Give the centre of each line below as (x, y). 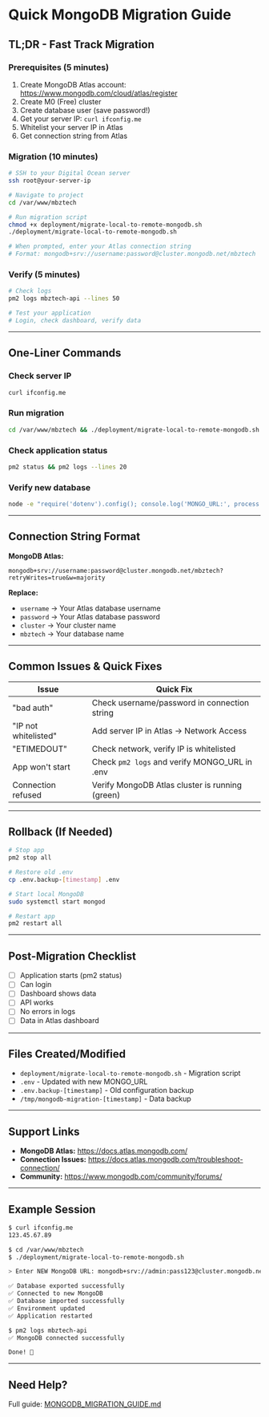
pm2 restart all (35, 924)
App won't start (41, 766)
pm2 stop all (30, 858)
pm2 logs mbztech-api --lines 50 (64, 298)
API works (37, 1003)
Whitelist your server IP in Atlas (71, 127)
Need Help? (38, 1385)
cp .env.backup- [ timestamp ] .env (64, 879)
